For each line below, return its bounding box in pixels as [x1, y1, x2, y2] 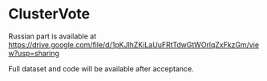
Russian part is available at [8, 31, 97, 41]
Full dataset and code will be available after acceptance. [8, 63, 194, 73]
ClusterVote [8, 5, 91, 23]
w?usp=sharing [8, 48, 60, 58]
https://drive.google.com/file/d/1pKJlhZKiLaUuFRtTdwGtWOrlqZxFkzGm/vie [8, 39, 259, 49]
